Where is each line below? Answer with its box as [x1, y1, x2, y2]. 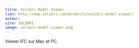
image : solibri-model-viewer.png [5, 25, 73, 30]
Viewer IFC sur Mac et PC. [5, 38, 58, 44]
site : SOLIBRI [5, 20, 34, 26]
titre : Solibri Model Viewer [5, 7, 64, 12]
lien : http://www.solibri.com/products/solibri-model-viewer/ [5, 12, 134, 16]
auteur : [5, 16, 21, 21]
